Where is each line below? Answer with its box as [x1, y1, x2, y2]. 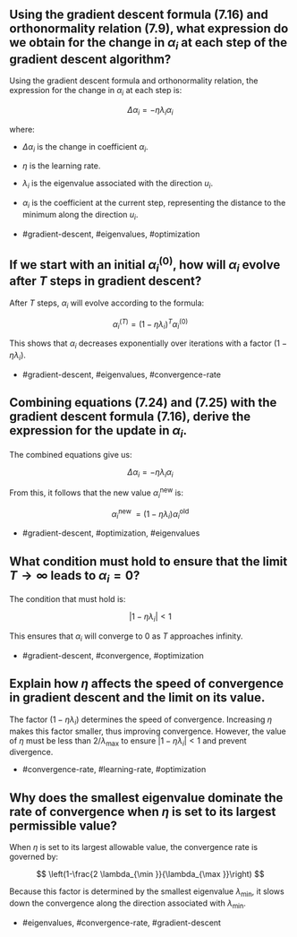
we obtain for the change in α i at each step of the [9, 35, 288, 53]
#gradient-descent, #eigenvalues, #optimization [21, 228, 200, 239]
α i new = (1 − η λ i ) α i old [111, 506, 190, 521]
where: [9, 124, 36, 134]
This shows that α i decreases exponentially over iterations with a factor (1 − [9, 338, 288, 350]
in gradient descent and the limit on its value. [9, 690, 266, 706]
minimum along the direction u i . [21, 209, 139, 222]
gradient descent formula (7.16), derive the [9, 409, 251, 425]
